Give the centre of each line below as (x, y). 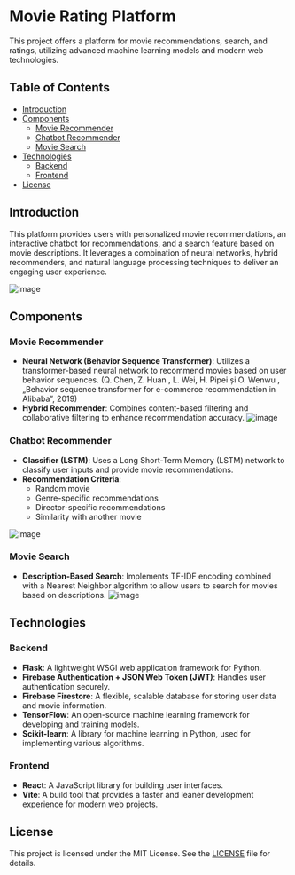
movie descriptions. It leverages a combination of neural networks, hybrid (144, 252)
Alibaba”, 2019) (50, 399)
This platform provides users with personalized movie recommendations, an (147, 233)
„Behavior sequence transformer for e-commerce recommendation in (149, 390)
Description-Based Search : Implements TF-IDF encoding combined (147, 576)
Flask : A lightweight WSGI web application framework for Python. (142, 667)
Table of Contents (60, 87)
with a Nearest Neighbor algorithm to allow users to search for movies (150, 585)
